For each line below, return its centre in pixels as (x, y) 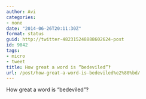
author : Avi (21, 12)
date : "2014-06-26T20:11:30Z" (44, 28)
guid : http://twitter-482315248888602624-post (65, 39)
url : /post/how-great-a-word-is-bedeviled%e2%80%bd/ (73, 73)
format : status (25, 34)
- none (14, 23)
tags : (13, 51)
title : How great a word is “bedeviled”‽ (59, 67)
